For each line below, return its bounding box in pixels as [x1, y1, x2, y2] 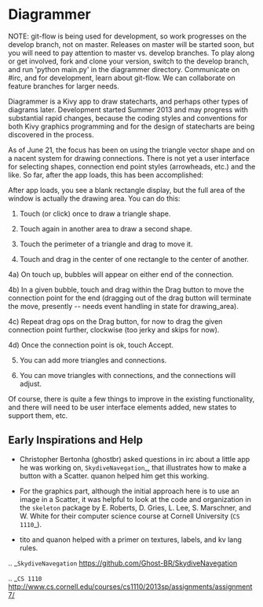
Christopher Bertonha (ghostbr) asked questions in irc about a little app [19, 454, 250, 463]
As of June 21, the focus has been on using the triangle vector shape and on [8, 145, 255, 154]
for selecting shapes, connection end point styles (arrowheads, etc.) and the [8, 162, 256, 171]
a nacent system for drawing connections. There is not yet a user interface [8, 153, 250, 162]
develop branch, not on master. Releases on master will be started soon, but [8, 39, 254, 49]
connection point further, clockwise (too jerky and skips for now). [8, 325, 220, 334]
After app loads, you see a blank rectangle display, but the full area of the [8, 185, 246, 194]
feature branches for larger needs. [8, 81, 119, 91]
